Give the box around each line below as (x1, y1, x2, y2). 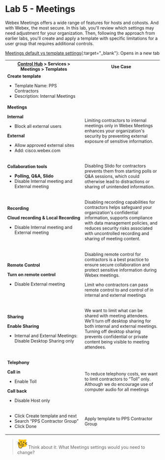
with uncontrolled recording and (84, 230, 149, 236)
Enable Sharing (7, 323, 39, 329)
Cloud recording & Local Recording (7, 215, 81, 221)
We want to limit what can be (84, 307, 143, 313)
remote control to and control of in (84, 287, 154, 293)
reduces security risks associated (84, 225, 153, 231)
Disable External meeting (14, 281, 65, 287)
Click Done (14, 424, 37, 430)
